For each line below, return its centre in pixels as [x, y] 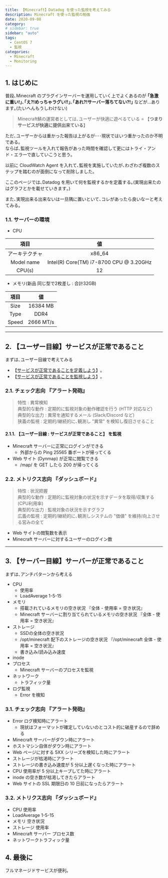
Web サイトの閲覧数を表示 [40, 533]
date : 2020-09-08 [23, 19]
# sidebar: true [22, 29]
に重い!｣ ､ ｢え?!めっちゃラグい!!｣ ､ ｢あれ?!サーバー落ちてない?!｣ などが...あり [82, 102]
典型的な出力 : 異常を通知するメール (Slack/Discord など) [76, 415]
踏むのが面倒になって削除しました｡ [58, 171]
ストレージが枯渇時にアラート [43, 759]
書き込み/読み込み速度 [43, 652]
